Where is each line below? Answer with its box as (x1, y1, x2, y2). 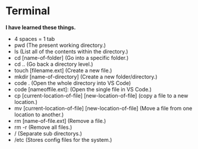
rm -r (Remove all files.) (14, 123, 73, 131)
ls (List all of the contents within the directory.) (14, 47, 128, 55)
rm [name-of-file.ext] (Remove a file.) (14, 117, 106, 124)
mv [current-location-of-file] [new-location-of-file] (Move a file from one (14, 104, 193, 112)
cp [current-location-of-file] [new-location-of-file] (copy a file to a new (14, 92, 188, 99)
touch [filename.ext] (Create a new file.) (14, 66, 112, 74)
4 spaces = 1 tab (14, 35, 55, 42)
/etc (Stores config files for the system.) (14, 136, 112, 143)
